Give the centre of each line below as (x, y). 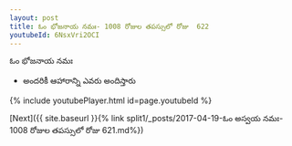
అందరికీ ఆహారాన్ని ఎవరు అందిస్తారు (79, 81)
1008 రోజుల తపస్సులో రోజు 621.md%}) (77, 130)
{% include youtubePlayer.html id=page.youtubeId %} (111, 100)
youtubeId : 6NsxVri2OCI (55, 35)
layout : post (34, 18)
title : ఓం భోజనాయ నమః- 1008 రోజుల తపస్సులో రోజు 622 (109, 26)
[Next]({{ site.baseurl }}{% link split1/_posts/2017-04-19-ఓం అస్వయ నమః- (146, 119)
